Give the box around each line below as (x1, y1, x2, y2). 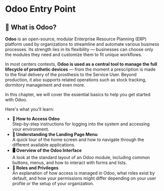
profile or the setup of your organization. (12, 181, 94, 186)
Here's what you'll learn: (5, 107, 54, 112)
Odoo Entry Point (5, 3, 76, 15)
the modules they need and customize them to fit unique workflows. (5, 52, 142, 57)
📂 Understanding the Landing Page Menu (12, 132, 98, 137)
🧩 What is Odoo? (5, 23, 57, 31)
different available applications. (12, 142, 76, 148)
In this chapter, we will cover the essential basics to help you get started (5, 92, 151, 97)
